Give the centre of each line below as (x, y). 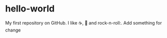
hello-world (30, 9)
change (13, 30)
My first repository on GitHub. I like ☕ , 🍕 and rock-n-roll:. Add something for (83, 22)
